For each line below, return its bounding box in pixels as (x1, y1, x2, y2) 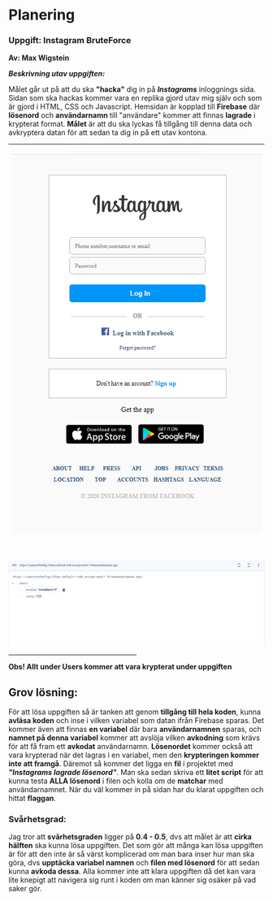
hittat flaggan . (8, 794, 57, 804)
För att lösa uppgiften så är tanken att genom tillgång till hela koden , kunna (8, 707, 262, 717)
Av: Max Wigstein (8, 53, 70, 63)
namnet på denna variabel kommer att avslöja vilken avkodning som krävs (8, 733, 260, 743)
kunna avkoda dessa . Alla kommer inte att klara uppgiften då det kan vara (8, 867, 256, 877)
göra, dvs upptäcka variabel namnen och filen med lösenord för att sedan (8, 858, 260, 868)
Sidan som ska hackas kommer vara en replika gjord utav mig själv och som (8, 93, 262, 103)
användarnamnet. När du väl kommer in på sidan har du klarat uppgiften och (8, 785, 264, 795)
